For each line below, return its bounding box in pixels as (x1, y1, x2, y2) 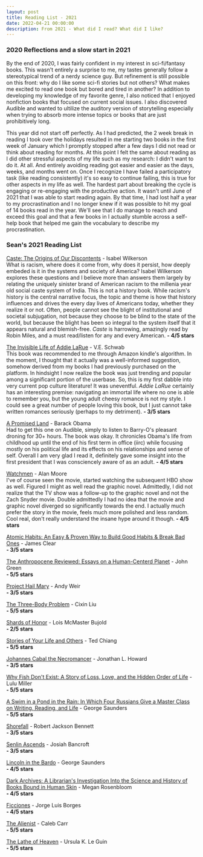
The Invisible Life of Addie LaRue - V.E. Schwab (6, 343, 125, 351)
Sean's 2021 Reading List (6, 240, 82, 249)
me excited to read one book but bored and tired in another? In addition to (6, 85, 190, 93)
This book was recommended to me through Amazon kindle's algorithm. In (6, 349, 192, 357)
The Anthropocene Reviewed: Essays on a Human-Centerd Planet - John (6, 558, 188, 565)
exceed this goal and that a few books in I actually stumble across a (6, 213, 175, 220)
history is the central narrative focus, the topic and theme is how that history (6, 293, 196, 300)
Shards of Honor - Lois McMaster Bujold (6, 618, 107, 626)
